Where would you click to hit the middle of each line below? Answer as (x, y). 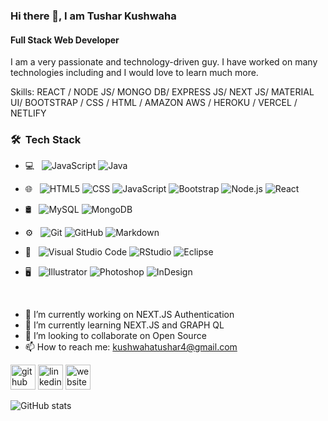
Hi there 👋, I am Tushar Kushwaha (93, 16)
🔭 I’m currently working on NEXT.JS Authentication (129, 315)
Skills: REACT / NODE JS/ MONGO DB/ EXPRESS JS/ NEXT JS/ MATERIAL (162, 92)
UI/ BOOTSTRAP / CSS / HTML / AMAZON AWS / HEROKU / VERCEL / (154, 103)
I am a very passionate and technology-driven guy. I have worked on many (164, 62)
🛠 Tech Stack (46, 140)
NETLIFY (28, 113)
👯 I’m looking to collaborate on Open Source (115, 336)
